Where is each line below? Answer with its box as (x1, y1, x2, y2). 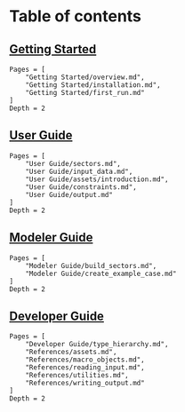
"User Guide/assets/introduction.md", (25, 175, 169, 184)
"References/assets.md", (25, 348, 117, 357)
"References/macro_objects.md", (25, 355, 145, 365)
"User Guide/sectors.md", (25, 159, 122, 168)
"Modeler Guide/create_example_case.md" (25, 269, 177, 278)
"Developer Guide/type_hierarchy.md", (25, 340, 169, 349)
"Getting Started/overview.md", (25, 73, 145, 82)
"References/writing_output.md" (25, 379, 145, 388)
